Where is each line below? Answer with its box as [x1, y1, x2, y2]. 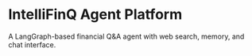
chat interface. [8, 39, 56, 49]
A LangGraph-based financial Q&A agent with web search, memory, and [8, 32, 245, 41]
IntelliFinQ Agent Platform [8, 6, 183, 24]
